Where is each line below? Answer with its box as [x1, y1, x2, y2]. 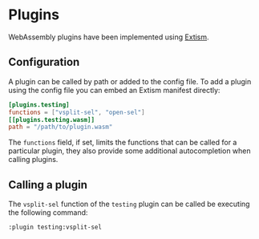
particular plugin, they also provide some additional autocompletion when [8, 146, 251, 156]
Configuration [8, 55, 80, 69]
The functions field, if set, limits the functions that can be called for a [8, 138, 237, 148]
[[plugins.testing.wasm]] [8, 115, 95, 124]
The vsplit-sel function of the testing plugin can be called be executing [8, 199, 250, 209]
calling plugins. [8, 155, 59, 164]
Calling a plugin [8, 178, 88, 192]
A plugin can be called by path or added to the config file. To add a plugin [8, 76, 252, 86]
